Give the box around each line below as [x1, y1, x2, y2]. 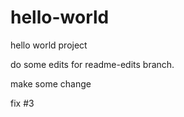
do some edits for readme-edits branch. [10, 58, 175, 70]
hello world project [10, 39, 88, 51]
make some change [10, 77, 92, 90]
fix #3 [10, 97, 35, 109]
